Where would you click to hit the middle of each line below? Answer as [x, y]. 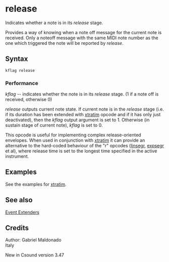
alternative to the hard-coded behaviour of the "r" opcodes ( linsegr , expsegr [85, 146]
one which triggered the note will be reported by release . [64, 43]
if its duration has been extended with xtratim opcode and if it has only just [83, 115]
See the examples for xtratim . [36, 184]
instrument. [17, 156]
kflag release [20, 70]
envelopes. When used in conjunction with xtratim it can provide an [75, 140]
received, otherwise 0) [29, 100]
